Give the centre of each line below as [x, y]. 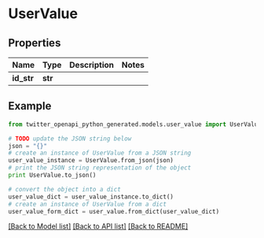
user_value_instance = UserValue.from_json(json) [91, 161]
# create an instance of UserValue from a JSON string [100, 153]
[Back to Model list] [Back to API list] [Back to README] [98, 226]
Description [92, 65]
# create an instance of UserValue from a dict [88, 204]
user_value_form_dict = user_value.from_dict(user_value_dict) [114, 211]
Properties [35, 43]
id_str [23, 78]
